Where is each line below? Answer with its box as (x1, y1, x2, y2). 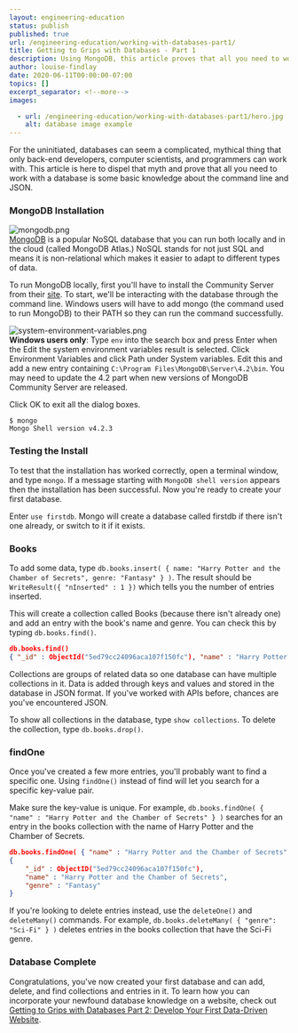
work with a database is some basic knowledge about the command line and (9, 173, 289, 183)
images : (9, 95, 38, 105)
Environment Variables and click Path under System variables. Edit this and (9, 353, 283, 365)
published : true (9, 29, 69, 38)
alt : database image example (25, 120, 133, 129)
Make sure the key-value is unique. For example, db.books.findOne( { (9, 803, 264, 813)
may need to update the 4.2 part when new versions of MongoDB (9, 373, 248, 383)
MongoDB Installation (9, 205, 105, 217)
